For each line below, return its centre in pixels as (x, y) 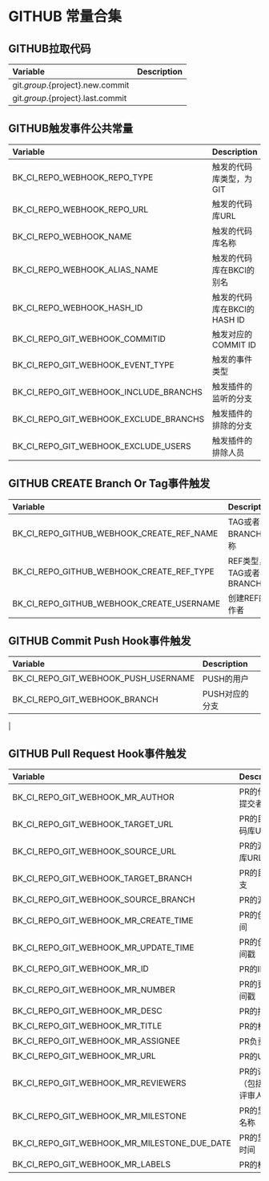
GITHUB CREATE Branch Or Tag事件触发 (109, 483)
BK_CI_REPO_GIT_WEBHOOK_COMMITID (89, 339)
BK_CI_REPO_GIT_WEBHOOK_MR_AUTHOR (93, 797)
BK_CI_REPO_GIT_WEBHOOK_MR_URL (84, 1056)
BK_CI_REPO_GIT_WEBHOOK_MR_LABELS (91, 1164)
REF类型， (247, 561)
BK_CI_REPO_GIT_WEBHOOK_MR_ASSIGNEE (96, 1041)
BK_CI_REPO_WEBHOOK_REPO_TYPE (83, 177)
